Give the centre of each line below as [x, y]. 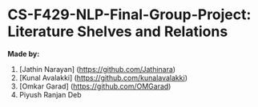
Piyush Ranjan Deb [50, 94]
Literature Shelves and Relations [118, 32]
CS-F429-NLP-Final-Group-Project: [129, 15]
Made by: [24, 53]
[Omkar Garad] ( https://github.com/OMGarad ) [95, 86]
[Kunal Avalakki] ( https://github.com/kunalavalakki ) [103, 77]
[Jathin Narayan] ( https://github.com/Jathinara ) [97, 69]
